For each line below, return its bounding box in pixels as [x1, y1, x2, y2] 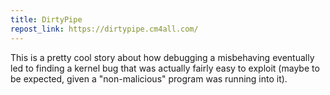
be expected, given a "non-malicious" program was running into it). [10, 72, 288, 85]
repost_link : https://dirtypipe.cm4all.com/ [10, 24, 199, 34]
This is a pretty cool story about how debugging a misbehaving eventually [10, 51, 315, 63]
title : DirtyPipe [10, 14, 83, 25]
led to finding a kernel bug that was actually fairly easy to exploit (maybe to [10, 62, 320, 74]
